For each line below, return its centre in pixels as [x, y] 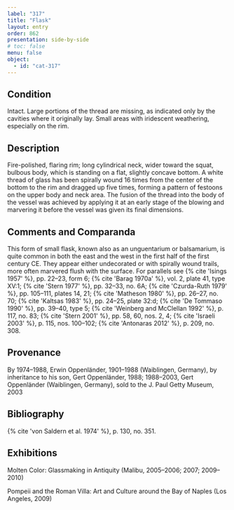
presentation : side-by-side [48, 40]
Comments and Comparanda [71, 232]
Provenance [34, 353]
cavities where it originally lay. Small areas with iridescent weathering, [108, 119]
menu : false [25, 53]
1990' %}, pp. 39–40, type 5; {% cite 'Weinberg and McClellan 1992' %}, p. [116, 309]
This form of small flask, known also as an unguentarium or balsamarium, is [116, 249]
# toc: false [26, 46]
